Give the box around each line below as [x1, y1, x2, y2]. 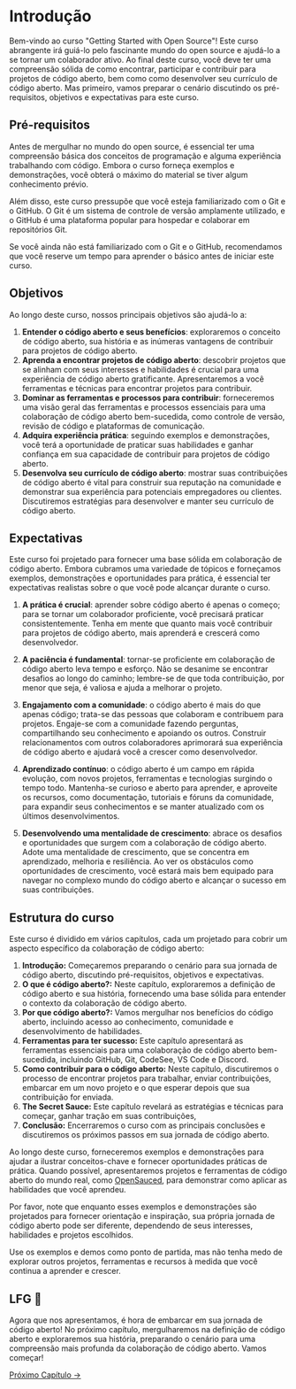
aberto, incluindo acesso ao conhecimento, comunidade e [21, 1016, 234, 1028]
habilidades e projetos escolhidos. [9, 1230, 134, 1240]
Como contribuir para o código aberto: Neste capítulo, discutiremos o [21, 1064, 279, 1075]
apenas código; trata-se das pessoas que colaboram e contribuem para [21, 709, 285, 720]
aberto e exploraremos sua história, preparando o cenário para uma [9, 1334, 256, 1344]
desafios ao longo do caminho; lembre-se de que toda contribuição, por [21, 673, 285, 683]
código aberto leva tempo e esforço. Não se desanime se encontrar [21, 664, 269, 675]
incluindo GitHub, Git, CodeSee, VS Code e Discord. [59, 1054, 249, 1065]
